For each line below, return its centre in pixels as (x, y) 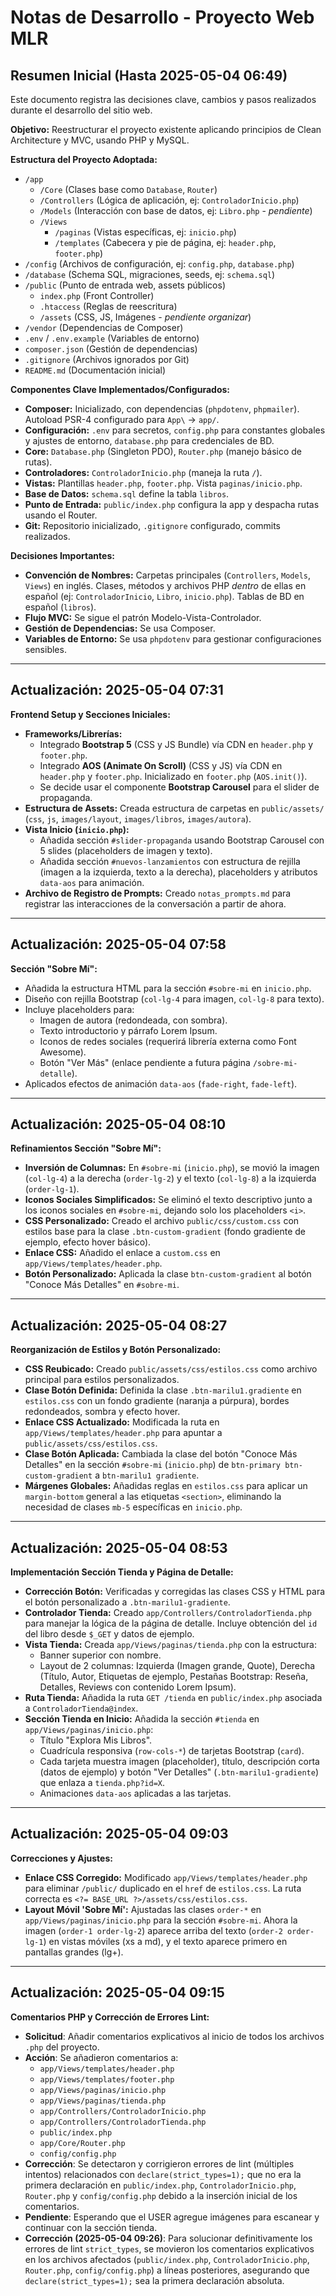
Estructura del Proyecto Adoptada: (84, 159)
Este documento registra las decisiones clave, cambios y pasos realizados (163, 99)
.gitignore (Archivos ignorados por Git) (107, 359)
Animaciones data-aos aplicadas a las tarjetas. (135, 1793)
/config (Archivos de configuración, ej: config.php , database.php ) (159, 264)
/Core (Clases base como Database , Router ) (128, 189)
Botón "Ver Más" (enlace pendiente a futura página (145, 1062)
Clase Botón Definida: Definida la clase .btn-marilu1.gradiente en (163, 1390)
